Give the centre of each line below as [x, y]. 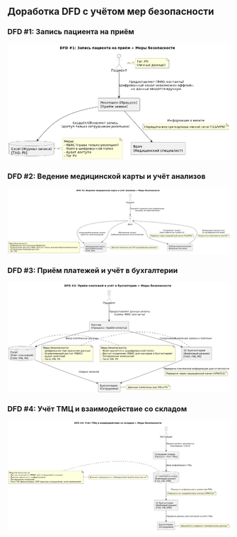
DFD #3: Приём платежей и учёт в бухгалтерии [93, 270]
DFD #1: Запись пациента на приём [71, 32]
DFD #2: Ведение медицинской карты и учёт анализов [106, 176]
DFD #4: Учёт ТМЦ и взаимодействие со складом [97, 408]
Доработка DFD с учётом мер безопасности [111, 12]
